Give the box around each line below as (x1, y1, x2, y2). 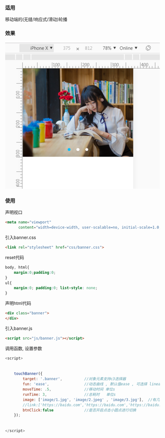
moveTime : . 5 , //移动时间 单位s (23, 387, 115, 392)
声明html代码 (5, 300, 31, 306)
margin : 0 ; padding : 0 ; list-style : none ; (14, 286, 98, 291)
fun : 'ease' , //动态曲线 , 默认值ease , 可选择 (23, 382, 147, 387)
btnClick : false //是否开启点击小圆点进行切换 (23, 408, 137, 412)
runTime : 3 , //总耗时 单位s (23, 392, 116, 397)
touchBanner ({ (14, 371, 43, 377)
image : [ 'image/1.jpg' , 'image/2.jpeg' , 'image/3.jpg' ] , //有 (23, 397, 156, 402)
